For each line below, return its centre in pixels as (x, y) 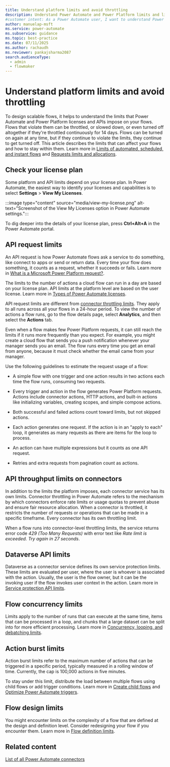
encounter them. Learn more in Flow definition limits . (60, 731)
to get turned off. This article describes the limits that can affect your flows (83, 143)
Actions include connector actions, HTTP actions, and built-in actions (85, 396)
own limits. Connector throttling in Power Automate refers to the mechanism (84, 496)
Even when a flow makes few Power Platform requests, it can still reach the (83, 330)
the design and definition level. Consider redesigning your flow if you (77, 725)
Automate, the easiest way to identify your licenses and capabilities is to (80, 188)
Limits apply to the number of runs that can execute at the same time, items (84, 616)
